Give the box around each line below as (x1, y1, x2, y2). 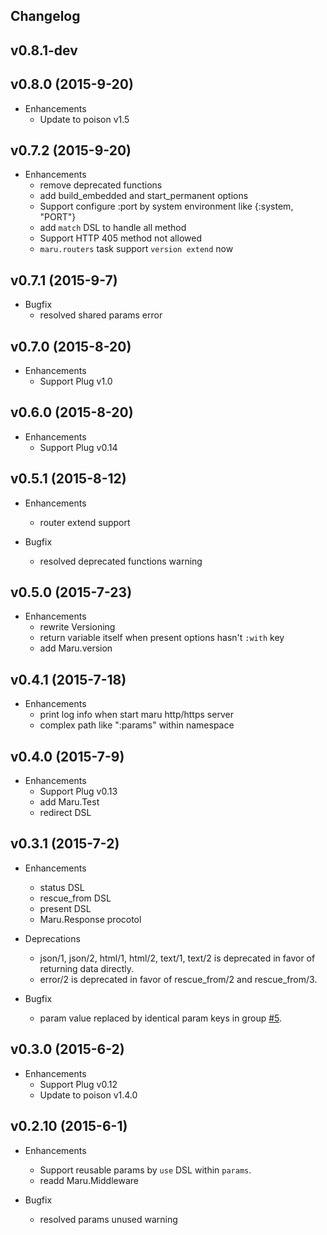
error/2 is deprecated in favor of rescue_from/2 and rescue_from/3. (39, 973, 318, 985)
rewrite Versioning (39, 621, 116, 633)
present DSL (39, 902, 92, 914)
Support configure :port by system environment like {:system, (39, 200, 294, 213)
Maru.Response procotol (39, 913, 142, 925)
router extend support (39, 516, 131, 528)
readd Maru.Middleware (39, 1174, 139, 1186)
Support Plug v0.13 (39, 785, 118, 798)
